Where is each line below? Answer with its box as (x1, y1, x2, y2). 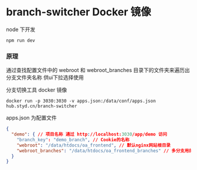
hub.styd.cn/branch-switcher (6, 103, 77, 109)
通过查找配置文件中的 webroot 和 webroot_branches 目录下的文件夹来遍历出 (6, 67, 191, 74)
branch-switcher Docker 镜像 (6, 5, 151, 19)
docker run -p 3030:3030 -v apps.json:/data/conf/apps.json (6, 98, 157, 104)
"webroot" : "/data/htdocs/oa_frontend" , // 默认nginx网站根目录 (16, 142, 171, 148)
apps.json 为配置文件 (6, 114, 57, 121)
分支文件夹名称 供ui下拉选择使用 (6, 74, 84, 81)
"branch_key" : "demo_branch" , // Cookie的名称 (16, 137, 130, 142)
